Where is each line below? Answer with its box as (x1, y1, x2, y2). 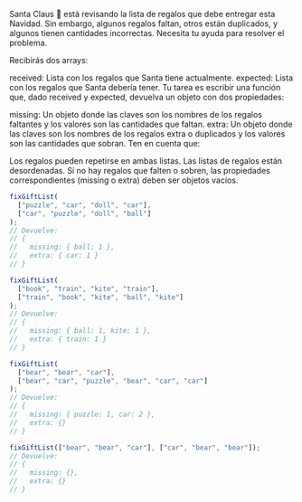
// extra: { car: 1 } (9, 251, 99, 260)
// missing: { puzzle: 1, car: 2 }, (9, 410, 156, 419)
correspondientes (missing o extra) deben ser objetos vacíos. (9, 175, 239, 185)
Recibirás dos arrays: (9, 55, 89, 65)
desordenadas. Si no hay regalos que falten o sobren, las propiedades (9, 166, 271, 175)
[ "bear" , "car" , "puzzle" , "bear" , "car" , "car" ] (17, 376, 208, 385)
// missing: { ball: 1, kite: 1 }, (9, 327, 152, 336)
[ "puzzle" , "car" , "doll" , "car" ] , (17, 200, 152, 210)
